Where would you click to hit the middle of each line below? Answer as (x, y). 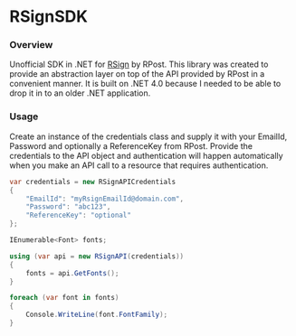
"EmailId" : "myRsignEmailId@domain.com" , (105, 199)
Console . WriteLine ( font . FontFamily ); (97, 315)
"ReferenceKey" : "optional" (78, 215)
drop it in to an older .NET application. (80, 93)
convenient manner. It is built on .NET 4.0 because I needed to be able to (145, 84)
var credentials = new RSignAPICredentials (93, 182)
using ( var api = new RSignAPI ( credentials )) (96, 256)
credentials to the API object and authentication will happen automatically (146, 155)
